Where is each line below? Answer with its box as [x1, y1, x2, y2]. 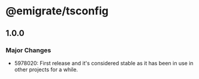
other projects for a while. [14, 66, 79, 73]
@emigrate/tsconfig [5, 4, 109, 18]
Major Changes [5, 46, 52, 54]
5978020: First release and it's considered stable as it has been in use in [14, 59, 194, 66]
